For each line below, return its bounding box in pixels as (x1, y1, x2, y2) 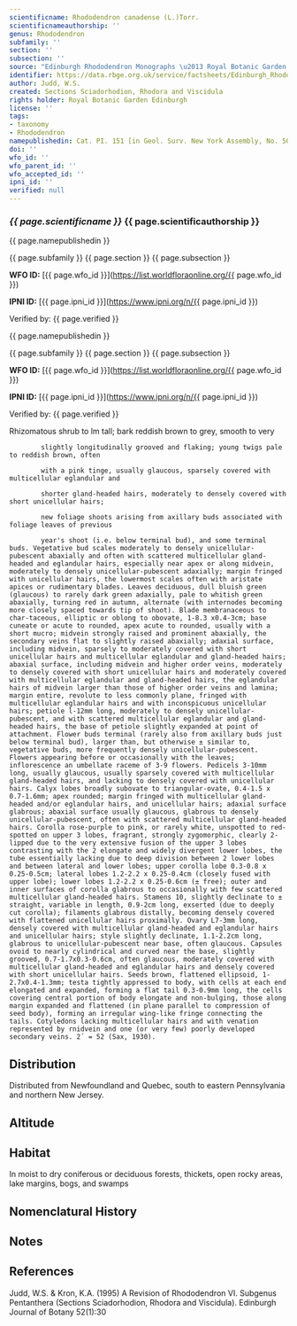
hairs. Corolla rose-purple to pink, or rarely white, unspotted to (9, 823, 267, 832)
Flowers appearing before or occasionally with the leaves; (9, 753, 236, 762)
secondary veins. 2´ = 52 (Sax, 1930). (9, 1033, 156, 1041)
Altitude (9, 1115, 55, 1130)
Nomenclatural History (9, 1204, 137, 1219)
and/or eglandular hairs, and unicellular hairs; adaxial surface (36, 799, 287, 809)
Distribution (9, 1057, 77, 1072)
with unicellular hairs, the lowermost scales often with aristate (9, 575, 263, 584)
